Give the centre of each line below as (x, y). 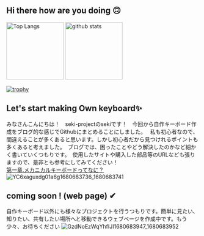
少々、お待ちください (33, 227)
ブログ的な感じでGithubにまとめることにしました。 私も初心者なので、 (107, 131)
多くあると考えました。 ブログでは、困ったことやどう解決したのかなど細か (101, 147)
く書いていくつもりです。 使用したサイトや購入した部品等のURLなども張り (101, 154)
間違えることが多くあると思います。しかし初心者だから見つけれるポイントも (102, 139)
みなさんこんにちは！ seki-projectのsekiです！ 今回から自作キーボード (99, 124)
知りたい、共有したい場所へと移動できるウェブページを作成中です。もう (97, 219)
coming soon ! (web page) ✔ (61, 196)
